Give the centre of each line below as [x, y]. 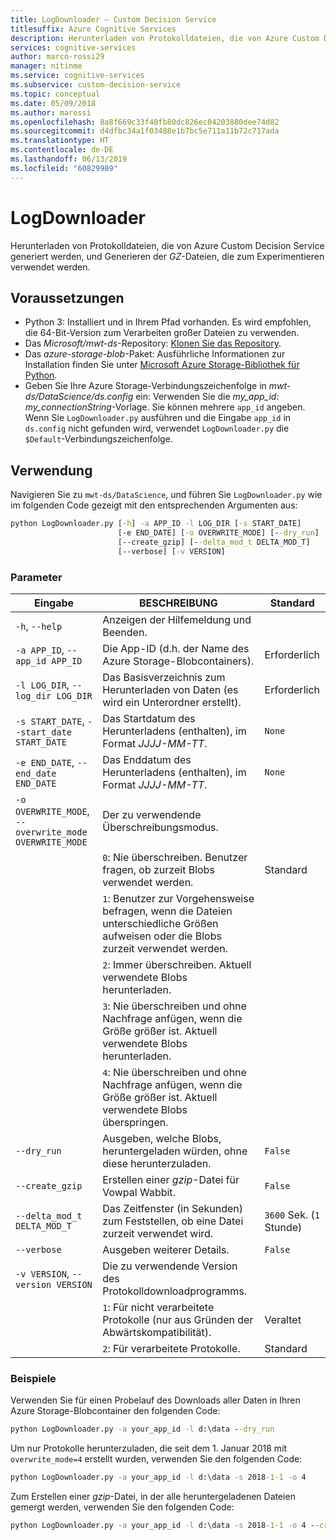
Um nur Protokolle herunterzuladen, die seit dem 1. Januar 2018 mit [149, 1448]
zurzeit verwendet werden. [165, 948]
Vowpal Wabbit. [139, 1192]
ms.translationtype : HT [60, 141]
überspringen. [135, 1122]
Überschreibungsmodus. [160, 827]
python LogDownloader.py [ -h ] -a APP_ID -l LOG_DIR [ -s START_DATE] [156, 524]
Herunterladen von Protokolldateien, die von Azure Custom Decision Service [167, 245]
